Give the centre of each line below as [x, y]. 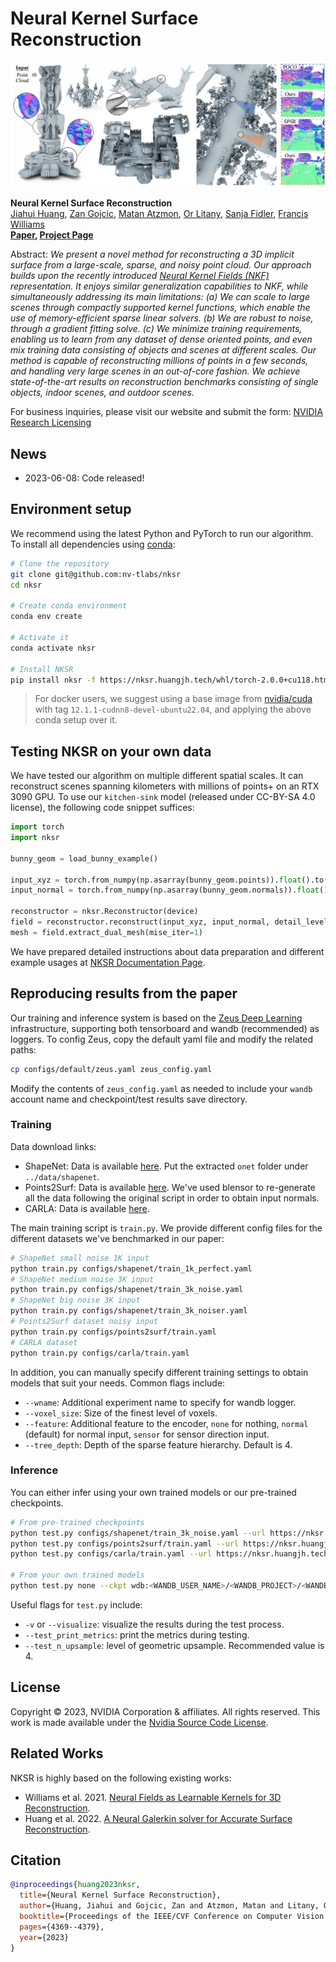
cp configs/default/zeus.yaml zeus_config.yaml [111, 1069]
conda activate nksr [53, 648]
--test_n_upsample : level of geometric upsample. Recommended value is [174, 1645]
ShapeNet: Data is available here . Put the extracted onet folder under [166, 1166]
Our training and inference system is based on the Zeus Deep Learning [156, 1018]
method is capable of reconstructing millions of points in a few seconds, [159, 361]
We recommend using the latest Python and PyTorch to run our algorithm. [162, 533]
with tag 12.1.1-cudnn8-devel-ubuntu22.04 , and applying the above [173, 709]
